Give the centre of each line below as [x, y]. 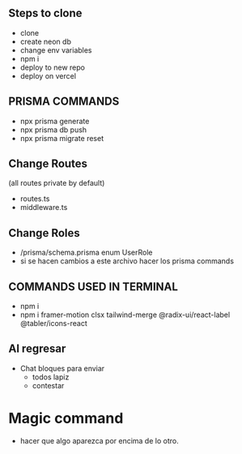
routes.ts [35, 199]
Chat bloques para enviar [62, 368]
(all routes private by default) [57, 183]
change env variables [56, 50]
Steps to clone [45, 13]
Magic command [66, 419]
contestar [48, 385]
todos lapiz [51, 377]
